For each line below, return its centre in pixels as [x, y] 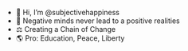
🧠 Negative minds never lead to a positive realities [98, 21]
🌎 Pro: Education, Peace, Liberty [70, 38]
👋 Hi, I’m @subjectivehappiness [67, 12]
